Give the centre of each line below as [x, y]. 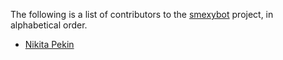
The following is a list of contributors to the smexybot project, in [142, 14]
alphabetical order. [49, 25]
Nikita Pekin [49, 44]
